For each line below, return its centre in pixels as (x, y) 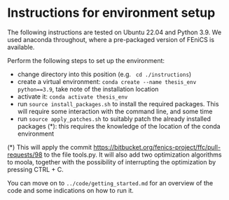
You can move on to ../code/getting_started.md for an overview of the (110, 183)
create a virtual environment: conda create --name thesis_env (107, 81)
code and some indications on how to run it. (71, 190)
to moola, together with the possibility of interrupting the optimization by (112, 162)
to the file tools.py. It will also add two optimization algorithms (133, 155)
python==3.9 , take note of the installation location (88, 89)
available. (21, 47)
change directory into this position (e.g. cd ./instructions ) (104, 74)
